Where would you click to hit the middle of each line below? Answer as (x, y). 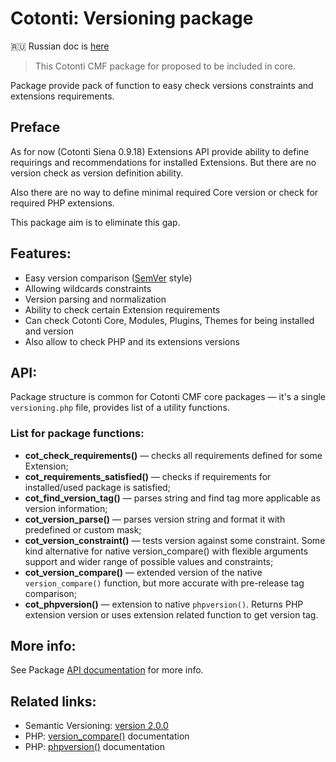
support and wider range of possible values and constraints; (149, 561)
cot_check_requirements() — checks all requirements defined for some (173, 455)
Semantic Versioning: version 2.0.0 (96, 726)
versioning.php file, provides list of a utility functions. (120, 408)
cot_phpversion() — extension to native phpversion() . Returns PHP (164, 604)
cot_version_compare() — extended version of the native (143, 572)
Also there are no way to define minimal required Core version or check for (164, 192)
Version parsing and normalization (95, 299)
